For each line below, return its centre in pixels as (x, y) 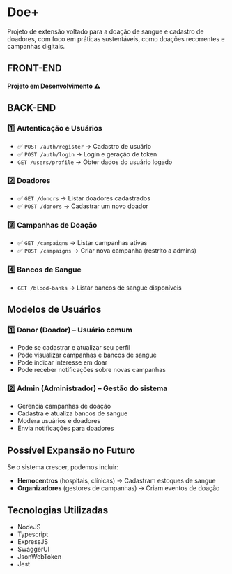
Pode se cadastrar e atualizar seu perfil (74, 348)
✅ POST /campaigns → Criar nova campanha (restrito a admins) (107, 251)
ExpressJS (33, 542)
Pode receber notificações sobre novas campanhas (91, 370)
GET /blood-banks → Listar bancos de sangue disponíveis (100, 288)
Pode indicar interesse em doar (62, 362)
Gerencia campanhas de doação (64, 406)
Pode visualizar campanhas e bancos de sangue (87, 355)
